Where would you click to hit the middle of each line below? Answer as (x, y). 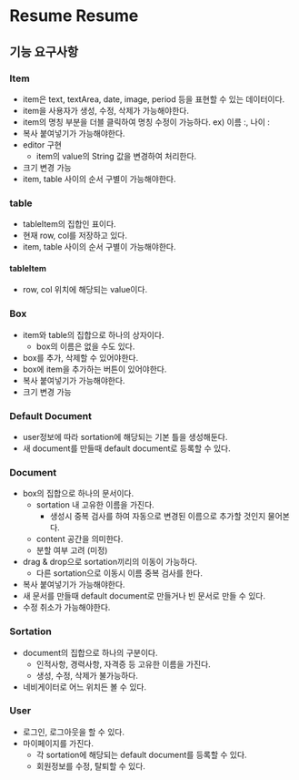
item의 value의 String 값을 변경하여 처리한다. (116, 156)
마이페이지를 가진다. (58, 743)
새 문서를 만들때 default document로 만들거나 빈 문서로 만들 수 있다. (144, 596)
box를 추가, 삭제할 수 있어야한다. (80, 357)
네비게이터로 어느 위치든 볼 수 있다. (85, 687)
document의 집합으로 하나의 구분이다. (90, 652)
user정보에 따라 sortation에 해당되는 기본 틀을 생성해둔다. (125, 436)
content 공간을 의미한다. (80, 539)
